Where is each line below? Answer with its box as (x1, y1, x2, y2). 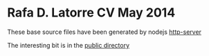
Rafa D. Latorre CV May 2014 (7, 5, 176, 21)
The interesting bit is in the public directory (7, 41, 130, 49)
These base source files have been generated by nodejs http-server (7, 28, 202, 36)
